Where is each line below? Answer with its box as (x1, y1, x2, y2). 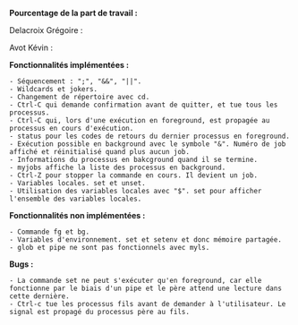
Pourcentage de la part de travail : (9, 8, 138, 18)
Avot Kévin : (9, 42, 54, 53)
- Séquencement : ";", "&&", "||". (9, 77, 142, 86)
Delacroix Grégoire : (9, 25, 83, 35)
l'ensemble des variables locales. (9, 194, 142, 203)
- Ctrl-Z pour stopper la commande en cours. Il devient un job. (9, 171, 258, 180)
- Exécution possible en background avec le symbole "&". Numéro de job (9, 140, 286, 149)
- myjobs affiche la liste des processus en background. (9, 163, 226, 172)
